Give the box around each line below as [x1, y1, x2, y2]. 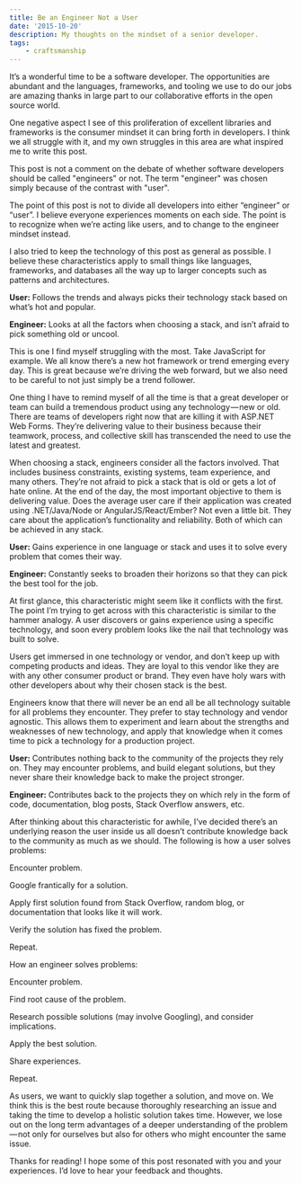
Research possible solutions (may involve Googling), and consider [9, 1011, 254, 1022]
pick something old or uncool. [9, 329, 120, 340]
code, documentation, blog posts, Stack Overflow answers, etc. [9, 799, 245, 810]
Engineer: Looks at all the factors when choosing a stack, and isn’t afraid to [9, 319, 290, 330]
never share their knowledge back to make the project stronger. [9, 772, 245, 783]
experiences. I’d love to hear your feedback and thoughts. [9, 1165, 223, 1176]
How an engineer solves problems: [9, 959, 138, 970]
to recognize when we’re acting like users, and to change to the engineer [9, 219, 279, 230]
